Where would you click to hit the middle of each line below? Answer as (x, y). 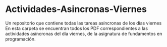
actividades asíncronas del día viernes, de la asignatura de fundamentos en (84, 33)
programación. (20, 39)
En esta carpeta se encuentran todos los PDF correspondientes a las (76, 28)
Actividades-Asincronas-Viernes (76, 9)
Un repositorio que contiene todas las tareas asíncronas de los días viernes (83, 23)
